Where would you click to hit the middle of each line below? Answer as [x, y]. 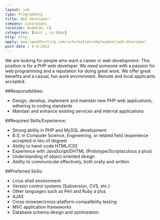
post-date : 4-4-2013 [27, 46]
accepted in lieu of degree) [40, 141]
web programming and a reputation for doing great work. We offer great [78, 71]
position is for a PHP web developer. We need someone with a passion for [80, 66]
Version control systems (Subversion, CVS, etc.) [61, 186]
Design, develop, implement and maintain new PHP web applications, [82, 100]
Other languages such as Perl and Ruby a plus [59, 191]
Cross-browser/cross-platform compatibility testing [64, 202]
